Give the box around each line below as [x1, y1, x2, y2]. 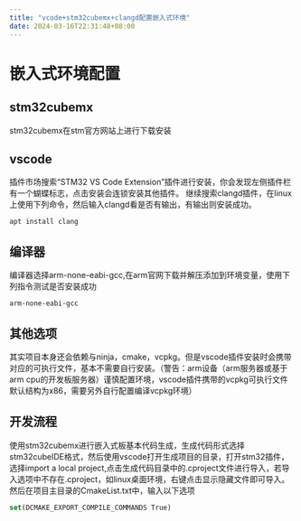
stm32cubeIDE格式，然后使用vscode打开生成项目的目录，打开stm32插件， [9, 451, 289, 461]
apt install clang [9, 218, 79, 227]
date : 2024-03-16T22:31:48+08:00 [9, 22, 136, 31]
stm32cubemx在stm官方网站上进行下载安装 [9, 125, 172, 135]
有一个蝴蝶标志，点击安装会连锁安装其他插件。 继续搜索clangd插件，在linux [9, 188, 292, 199]
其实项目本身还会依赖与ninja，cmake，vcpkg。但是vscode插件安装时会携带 [9, 351, 292, 362]
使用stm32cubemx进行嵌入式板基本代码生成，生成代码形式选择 [9, 440, 246, 451]
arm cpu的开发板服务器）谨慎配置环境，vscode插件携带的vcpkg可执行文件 [9, 374, 288, 385]
